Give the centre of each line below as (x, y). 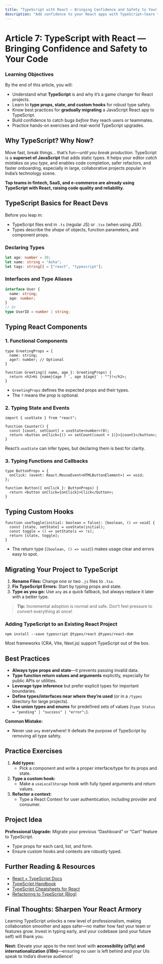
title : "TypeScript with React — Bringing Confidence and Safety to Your (81, 10)
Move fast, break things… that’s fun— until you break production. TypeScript (81, 152)
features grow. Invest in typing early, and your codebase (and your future (78, 931)
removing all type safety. (37, 736)
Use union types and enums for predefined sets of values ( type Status (83, 707)
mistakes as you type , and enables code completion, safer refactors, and (78, 163)
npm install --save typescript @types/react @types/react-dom (69, 634)
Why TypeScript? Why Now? (49, 141)
